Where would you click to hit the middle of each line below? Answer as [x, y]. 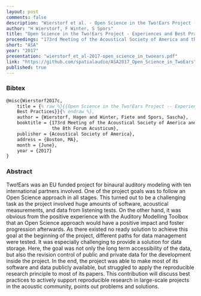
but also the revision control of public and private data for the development [98, 254]
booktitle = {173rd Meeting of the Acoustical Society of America [101, 123]
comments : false [26, 17]
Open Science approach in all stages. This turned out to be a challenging [96, 197]
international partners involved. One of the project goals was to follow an [96, 191]
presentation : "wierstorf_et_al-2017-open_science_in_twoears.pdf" [92, 56]
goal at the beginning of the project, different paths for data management [96, 235]
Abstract [19, 172]
